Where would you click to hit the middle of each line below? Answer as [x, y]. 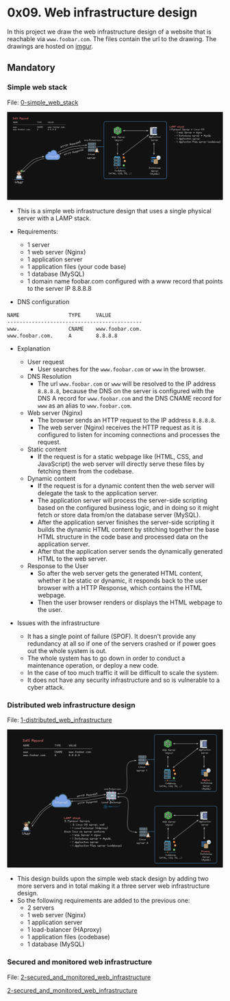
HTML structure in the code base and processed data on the [123, 537]
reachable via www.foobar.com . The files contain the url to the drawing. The [112, 38]
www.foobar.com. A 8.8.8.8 [62, 336]
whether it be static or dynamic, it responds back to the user [123, 580]
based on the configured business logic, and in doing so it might [128, 508]
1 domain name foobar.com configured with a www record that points [125, 281]
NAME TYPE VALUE [59, 316]
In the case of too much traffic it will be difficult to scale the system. [123, 673]
